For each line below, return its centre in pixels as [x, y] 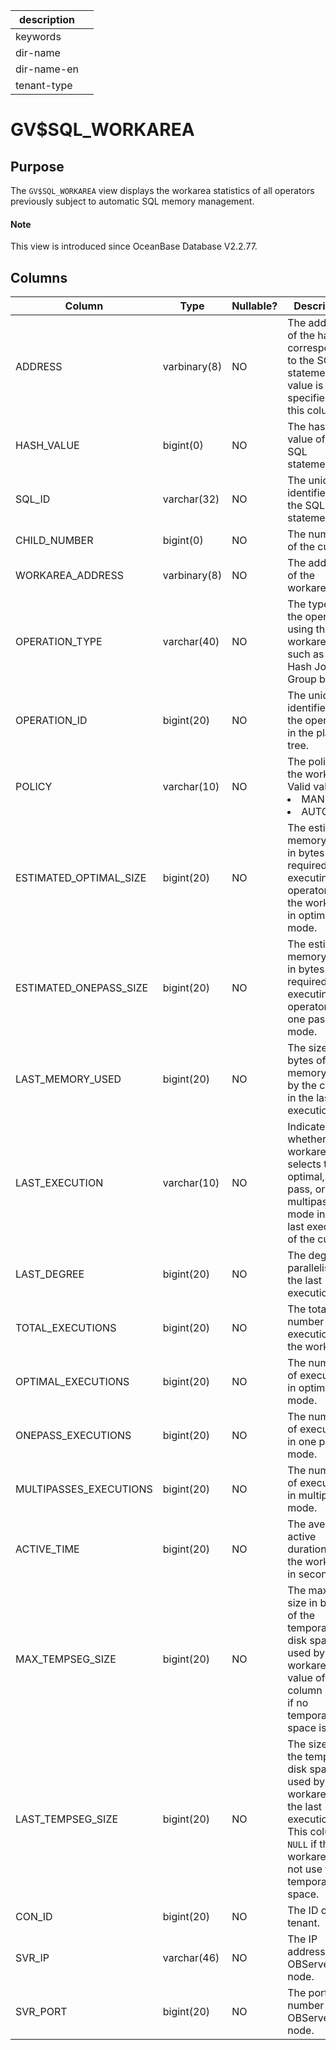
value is [305, 386]
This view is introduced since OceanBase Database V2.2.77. [134, 246]
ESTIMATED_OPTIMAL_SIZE [81, 878]
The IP [302, 1939]
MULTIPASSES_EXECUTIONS [84, 1489]
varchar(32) [191, 499]
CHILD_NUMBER [54, 541]
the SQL [306, 506]
